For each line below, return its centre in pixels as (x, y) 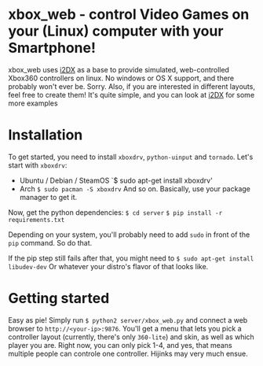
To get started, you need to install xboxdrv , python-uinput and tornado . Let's (131, 157)
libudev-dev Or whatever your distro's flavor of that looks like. (108, 266)
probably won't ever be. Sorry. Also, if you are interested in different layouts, (131, 86)
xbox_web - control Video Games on (129, 15)
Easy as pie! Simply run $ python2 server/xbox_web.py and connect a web (128, 320)
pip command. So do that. (50, 242)
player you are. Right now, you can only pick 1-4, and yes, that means (121, 345)
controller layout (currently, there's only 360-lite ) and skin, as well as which (131, 337)
